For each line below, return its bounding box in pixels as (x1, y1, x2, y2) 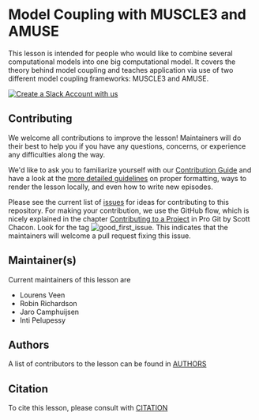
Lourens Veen (19, 290, 66, 300)
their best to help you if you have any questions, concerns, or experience (8, 141, 246, 151)
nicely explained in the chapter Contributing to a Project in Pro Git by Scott (8, 214, 250, 223)
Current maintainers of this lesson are (8, 274, 131, 284)
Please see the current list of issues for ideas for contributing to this (8, 197, 229, 206)
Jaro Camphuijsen (19, 307, 80, 316)
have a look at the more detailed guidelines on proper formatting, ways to (8, 173, 247, 183)
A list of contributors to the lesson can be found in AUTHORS (8, 359, 207, 369)
